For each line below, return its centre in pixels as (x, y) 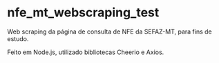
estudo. (18, 38)
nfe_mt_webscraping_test (83, 13)
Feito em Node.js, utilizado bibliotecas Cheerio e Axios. (86, 52)
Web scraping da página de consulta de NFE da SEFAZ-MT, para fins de (109, 32)
